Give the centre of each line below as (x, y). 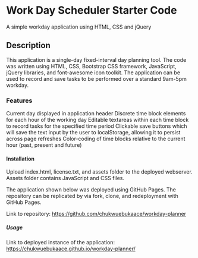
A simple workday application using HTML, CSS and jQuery (79, 27)
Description (28, 45)
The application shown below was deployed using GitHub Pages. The (91, 190)
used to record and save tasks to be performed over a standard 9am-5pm (97, 78)
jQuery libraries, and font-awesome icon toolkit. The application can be (93, 73)
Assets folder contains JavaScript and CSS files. (65, 178)
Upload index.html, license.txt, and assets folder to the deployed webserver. (100, 172)
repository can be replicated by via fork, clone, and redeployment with (92, 196)
